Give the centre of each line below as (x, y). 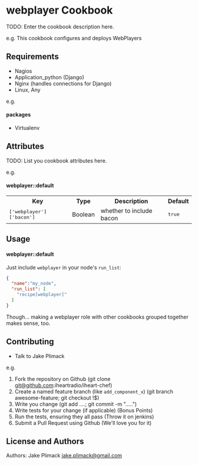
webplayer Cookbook (60, 10)
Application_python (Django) (49, 77)
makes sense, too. (28, 323)
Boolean (83, 214)
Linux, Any (27, 90)
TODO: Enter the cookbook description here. (60, 27)
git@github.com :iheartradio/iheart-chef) (63, 385)
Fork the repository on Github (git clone (62, 379)
